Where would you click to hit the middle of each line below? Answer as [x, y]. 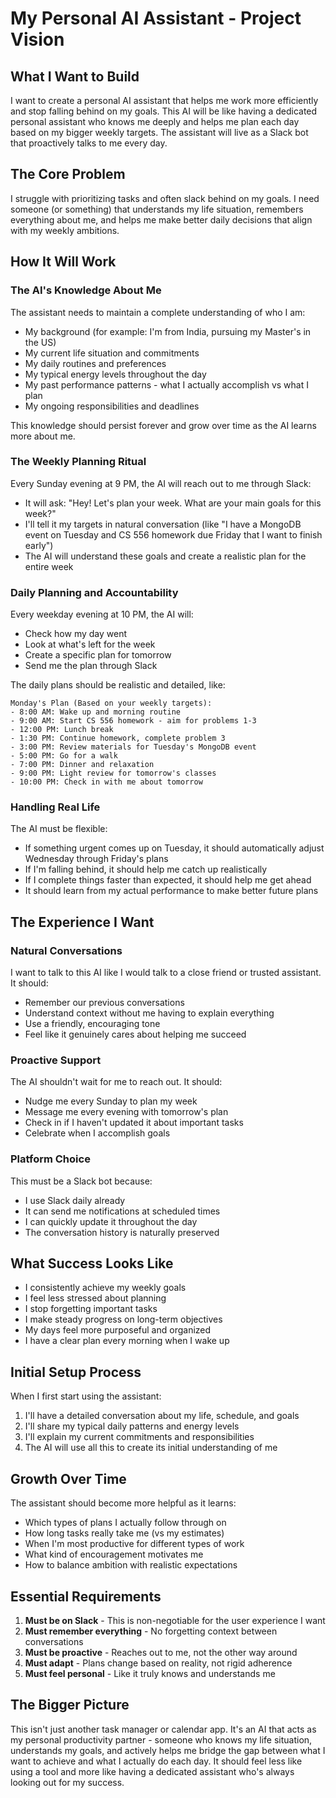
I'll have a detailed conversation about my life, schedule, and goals [162, 1416]
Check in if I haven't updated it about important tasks [134, 1123]
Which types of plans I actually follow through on [125, 1523]
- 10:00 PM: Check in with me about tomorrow [106, 782]
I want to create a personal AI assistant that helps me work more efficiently [164, 100]
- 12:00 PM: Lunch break [62, 730]
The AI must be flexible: [59, 829]
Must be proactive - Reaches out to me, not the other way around [161, 1652]
